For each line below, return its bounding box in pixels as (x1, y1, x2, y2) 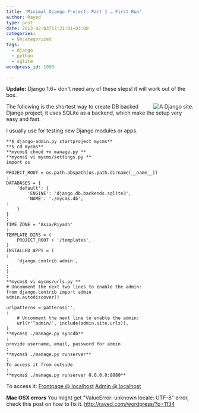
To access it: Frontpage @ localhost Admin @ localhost (6, 383, 141, 390)
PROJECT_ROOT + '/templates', (17, 237, 92, 243)
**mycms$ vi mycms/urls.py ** (6, 279, 81, 285)
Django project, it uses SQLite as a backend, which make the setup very (6, 109, 182, 116)
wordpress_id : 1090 (6, 63, 55, 70)
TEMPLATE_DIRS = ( (6, 232, 52, 238)
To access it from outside (6, 362, 73, 368)
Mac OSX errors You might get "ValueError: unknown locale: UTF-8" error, (6, 394, 189, 401)
